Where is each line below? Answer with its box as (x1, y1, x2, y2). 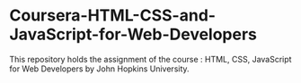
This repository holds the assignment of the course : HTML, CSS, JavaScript (9, 54, 292, 64)
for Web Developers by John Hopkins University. (9, 63, 190, 74)
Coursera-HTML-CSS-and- (9, 5, 217, 26)
